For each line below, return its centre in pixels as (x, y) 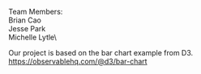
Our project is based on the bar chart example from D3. (101, 53)
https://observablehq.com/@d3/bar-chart (78, 61)
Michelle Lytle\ (32, 37)
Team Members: (36, 12)
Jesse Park (27, 29)
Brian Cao (25, 20)
